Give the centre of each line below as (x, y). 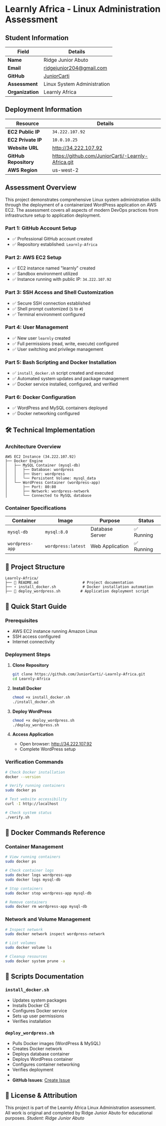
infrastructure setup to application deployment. (53, 215)
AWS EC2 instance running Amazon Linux (55, 631)
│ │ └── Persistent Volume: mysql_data (51, 478)
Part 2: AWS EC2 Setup (33, 257)
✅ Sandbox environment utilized (45, 274)
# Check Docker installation (35, 772)
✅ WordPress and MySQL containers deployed (60, 408)
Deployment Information (44, 110)
